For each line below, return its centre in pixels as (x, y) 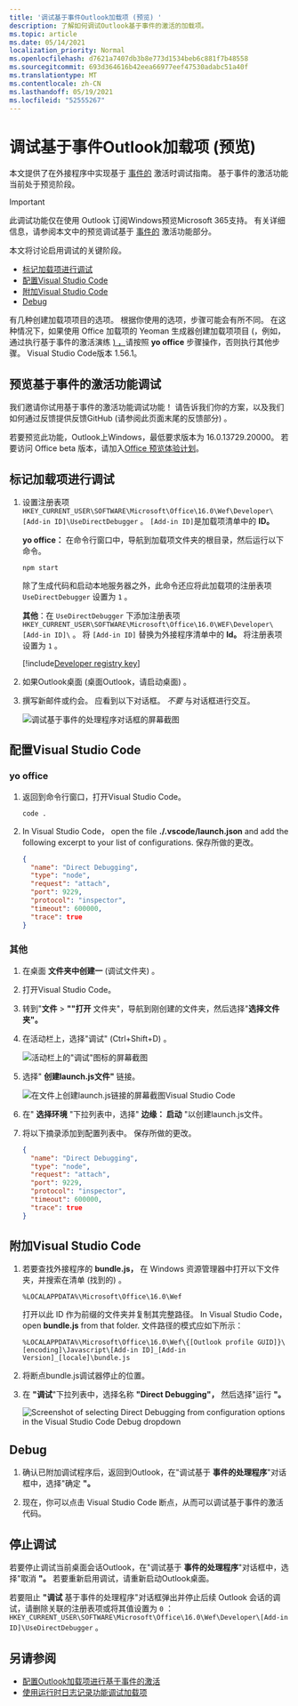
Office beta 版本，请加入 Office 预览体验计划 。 (119, 448)
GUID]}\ (272, 1343)
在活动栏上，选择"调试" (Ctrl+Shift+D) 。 (97, 1038)
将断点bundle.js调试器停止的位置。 (85, 1376)
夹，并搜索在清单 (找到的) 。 (74, 1280)
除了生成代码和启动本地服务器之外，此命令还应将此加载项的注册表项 (147, 585)
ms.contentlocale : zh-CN (55, 84)
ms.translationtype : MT (53, 76)
